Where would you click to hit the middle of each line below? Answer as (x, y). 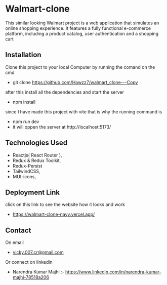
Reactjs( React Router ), (37, 155)
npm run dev (26, 121)
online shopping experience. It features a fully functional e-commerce (78, 28)
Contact (18, 230)
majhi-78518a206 (31, 277)
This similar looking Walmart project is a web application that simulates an (82, 23)
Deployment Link (32, 192)
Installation (23, 55)
